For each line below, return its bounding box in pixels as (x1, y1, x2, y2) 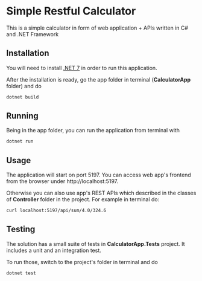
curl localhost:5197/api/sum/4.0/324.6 (6, 207, 107, 214)
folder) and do (6, 82, 42, 89)
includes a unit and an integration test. (6, 247, 101, 254)
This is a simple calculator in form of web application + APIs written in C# (6, 24, 189, 31)
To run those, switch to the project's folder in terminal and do (6, 258, 159, 265)
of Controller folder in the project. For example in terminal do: (6, 196, 160, 203)
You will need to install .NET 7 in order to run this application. (6, 64, 158, 71)
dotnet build (6, 94, 39, 100)
